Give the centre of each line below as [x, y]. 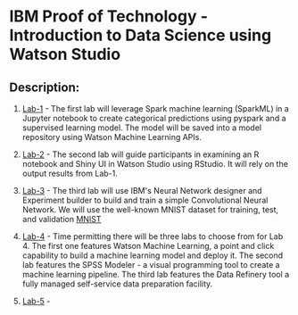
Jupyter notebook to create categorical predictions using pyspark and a [154, 118]
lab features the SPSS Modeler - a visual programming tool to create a [151, 265]
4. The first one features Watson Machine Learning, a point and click [148, 246]
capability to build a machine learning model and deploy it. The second [153, 255]
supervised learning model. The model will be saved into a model [141, 128]
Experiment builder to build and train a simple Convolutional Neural [145, 200]
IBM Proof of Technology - [108, 17]
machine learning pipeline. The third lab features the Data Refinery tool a [156, 274]
